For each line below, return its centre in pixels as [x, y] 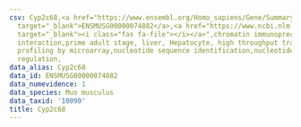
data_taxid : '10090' [48, 101]
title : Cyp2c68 [38, 109]
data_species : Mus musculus [62, 92]
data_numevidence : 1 [48, 84]
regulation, [40, 59]
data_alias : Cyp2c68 [48, 68]
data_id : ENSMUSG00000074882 [64, 76]
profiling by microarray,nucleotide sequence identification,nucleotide [156, 51]
